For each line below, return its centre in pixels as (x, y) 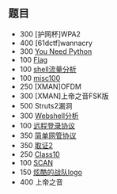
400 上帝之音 (41, 182)
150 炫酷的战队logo (51, 172)
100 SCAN (36, 162)
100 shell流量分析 (48, 69)
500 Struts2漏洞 (46, 105)
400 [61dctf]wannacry (56, 43)
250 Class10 (40, 154)
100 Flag (34, 59)
